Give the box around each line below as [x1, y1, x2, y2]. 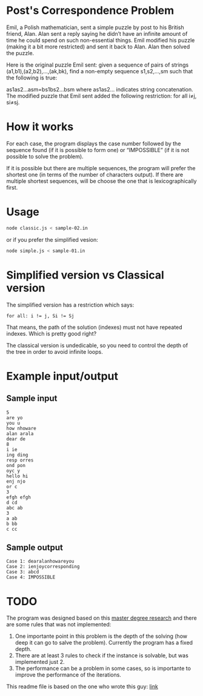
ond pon [6, 462, 26, 468]
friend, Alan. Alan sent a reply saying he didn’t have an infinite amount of [6, 30, 188, 37]
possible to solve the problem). [6, 153, 84, 160]
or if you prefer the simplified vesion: [6, 236, 99, 243]
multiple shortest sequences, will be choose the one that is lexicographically [6, 177, 197, 185]
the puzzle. [6, 49, 35, 56]
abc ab [6, 505, 23, 511]
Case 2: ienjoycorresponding [6, 564, 80, 570]
